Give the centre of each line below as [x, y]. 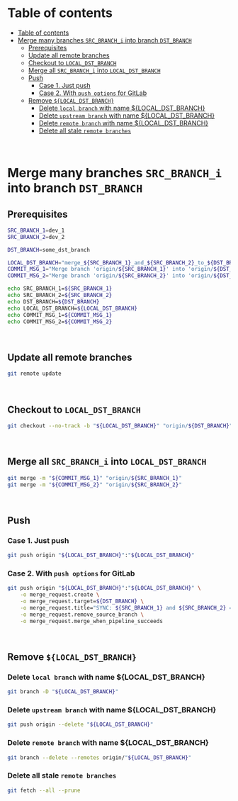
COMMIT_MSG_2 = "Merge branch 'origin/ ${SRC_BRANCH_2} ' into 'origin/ [110, 276]
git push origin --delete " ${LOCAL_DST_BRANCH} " [80, 724]
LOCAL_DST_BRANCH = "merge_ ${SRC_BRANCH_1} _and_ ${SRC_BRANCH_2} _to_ [107, 263]
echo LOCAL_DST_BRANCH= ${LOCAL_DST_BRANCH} [73, 308]
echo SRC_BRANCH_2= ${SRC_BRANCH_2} [60, 296]
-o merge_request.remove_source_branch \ [82, 615]
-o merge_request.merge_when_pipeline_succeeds [91, 621]
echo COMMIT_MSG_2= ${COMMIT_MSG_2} [60, 321]
